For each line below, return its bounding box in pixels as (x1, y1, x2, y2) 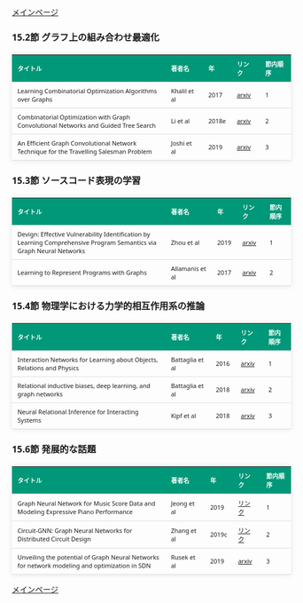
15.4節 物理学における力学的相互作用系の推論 (12, 299, 205, 313)
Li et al (170, 116, 190, 126)
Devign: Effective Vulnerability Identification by (17, 229, 151, 239)
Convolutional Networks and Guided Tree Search (17, 120, 156, 130)
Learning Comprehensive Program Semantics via (17, 237, 157, 247)
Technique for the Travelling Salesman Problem (17, 147, 152, 156)
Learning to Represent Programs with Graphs (17, 268, 147, 277)
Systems (17, 415, 42, 424)
